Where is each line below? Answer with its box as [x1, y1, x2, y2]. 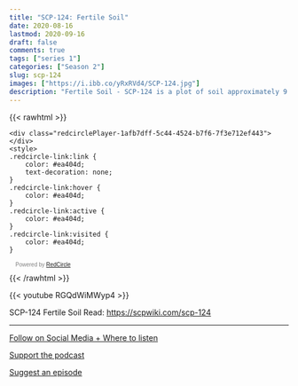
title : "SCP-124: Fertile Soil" [9, 12, 129, 22]
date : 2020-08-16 [9, 21, 74, 30]
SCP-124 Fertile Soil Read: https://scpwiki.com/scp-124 [9, 307, 211, 318]
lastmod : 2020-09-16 [9, 29, 86, 38]
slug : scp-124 [9, 71, 62, 80]
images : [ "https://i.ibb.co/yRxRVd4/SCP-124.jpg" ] [9, 79, 200, 88]
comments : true [9, 46, 66, 55]
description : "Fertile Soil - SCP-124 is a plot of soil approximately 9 [9, 87, 288, 96]
